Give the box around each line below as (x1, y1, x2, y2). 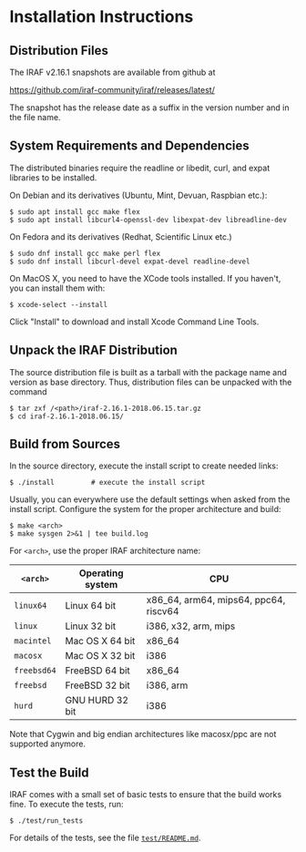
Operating (78, 567, 124, 580)
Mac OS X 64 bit (65, 635, 136, 648)
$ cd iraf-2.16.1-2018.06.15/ (9, 412, 125, 421)
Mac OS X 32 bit (65, 650, 136, 662)
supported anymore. (9, 738, 87, 749)
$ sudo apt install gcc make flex (9, 207, 141, 216)
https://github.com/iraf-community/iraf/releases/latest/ (9, 85, 216, 95)
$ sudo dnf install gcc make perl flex (9, 249, 161, 258)
